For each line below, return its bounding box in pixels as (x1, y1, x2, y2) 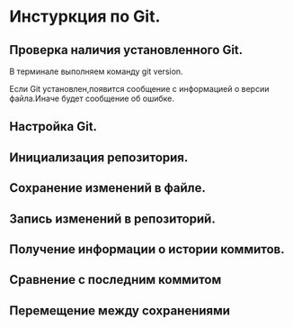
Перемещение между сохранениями (9, 303, 231, 318)
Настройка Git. (9, 119, 97, 134)
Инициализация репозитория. (9, 150, 189, 165)
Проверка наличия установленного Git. (9, 42, 244, 58)
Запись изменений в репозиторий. (9, 211, 216, 226)
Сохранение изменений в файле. (9, 180, 207, 195)
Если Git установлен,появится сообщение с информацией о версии (9, 84, 270, 94)
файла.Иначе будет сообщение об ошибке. (9, 93, 175, 104)
